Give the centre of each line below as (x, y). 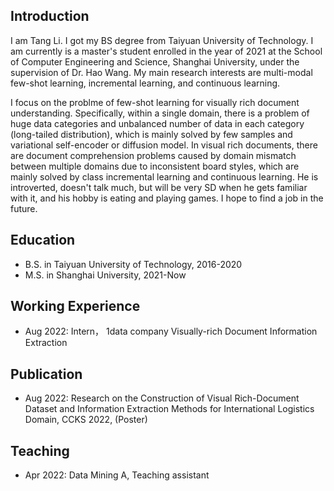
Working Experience (75, 306)
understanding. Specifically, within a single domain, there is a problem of (160, 113)
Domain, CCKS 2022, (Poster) (86, 420)
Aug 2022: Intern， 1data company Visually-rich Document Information (171, 331)
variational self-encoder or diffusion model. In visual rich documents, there (164, 145)
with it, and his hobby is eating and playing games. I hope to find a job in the (167, 198)
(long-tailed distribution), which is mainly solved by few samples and (151, 134)
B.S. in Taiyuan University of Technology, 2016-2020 (133, 264)
